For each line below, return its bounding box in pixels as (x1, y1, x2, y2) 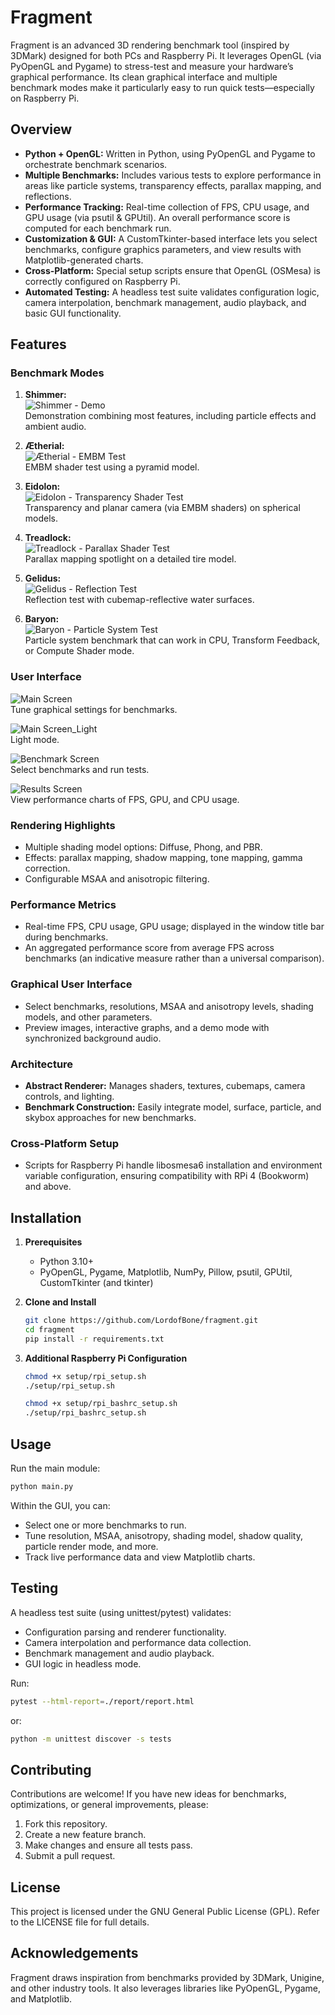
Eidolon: (24, 481, 61, 493)
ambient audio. (24, 421, 87, 433)
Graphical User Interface (10, 977, 133, 991)
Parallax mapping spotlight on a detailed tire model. (24, 553, 237, 565)
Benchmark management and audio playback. (24, 1647, 215, 1659)
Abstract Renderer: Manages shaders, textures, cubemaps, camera (24, 1079, 306, 1091)
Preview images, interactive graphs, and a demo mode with (24, 1021, 270, 1033)
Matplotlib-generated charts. (24, 254, 144, 266)
